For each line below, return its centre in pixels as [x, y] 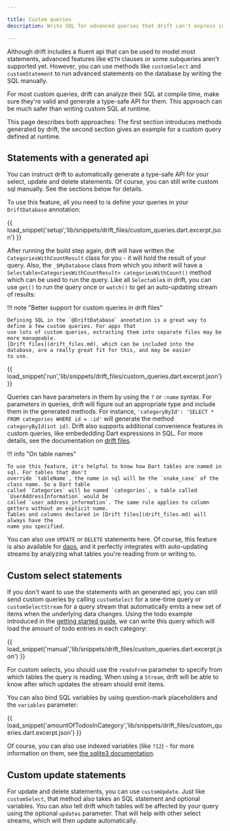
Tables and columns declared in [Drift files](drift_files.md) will [107, 515]
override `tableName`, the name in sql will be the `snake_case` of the [113, 479]
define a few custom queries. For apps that [72, 327]
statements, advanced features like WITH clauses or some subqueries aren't [113, 58]
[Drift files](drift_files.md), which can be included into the [101, 344]
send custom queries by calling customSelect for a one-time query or [104, 599]
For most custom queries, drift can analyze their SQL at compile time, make [113, 94]
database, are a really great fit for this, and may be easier [99, 351]
